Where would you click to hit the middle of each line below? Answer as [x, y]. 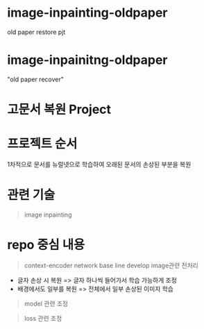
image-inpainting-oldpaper [87, 13]
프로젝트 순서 [42, 144]
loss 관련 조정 [43, 318]
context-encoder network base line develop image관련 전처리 [111, 265]
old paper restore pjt [36, 32]
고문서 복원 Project [59, 110]
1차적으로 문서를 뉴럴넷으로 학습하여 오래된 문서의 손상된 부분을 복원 [99, 164]
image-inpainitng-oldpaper [87, 60]
